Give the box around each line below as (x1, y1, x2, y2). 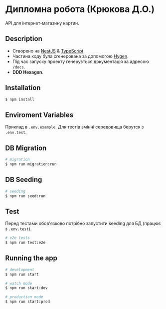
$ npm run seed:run (5, 193, 46, 198)
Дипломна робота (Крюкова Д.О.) (5, 3, 155, 15)
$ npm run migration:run (5, 161, 57, 166)
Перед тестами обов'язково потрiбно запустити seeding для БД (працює (5, 220, 161, 226)
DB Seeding (5, 175, 42, 184)
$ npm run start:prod (5, 299, 50, 304)
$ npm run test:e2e (5, 240, 46, 245)
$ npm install (5, 96, 35, 102)
